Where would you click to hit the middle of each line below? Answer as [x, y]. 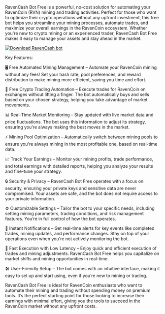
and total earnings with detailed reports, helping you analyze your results [79, 166]
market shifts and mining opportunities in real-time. [57, 259]
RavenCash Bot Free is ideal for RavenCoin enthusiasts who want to [74, 285]
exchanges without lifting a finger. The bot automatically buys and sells [77, 94]
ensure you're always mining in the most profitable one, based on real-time [81, 144]
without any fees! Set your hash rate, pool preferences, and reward [73, 74]
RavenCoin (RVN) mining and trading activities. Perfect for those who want [81, 12]
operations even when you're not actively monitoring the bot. [67, 239]
